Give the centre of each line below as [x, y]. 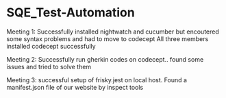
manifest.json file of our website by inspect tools [75, 87]
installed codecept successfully [51, 46]
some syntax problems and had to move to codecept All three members [108, 38]
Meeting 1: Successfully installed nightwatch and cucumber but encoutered [113, 32]
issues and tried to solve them [49, 66]
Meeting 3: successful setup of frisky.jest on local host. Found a [97, 79]
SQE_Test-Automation [71, 13]
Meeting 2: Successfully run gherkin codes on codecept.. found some [105, 59]
